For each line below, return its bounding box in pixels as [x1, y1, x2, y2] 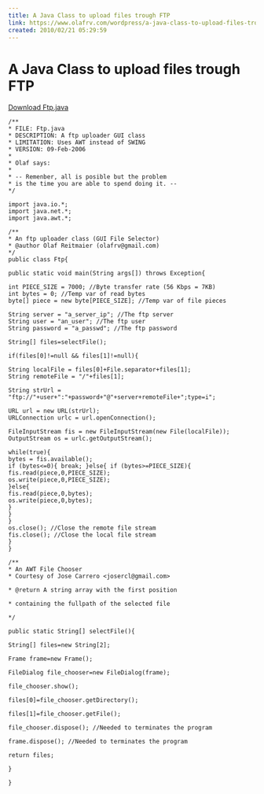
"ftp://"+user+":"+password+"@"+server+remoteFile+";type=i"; [8, 393, 216, 401]
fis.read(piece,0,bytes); [8, 489, 93, 498]
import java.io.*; [8, 201, 68, 209]
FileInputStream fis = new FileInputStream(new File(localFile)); [8, 428, 230, 436]
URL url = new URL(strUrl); [8, 407, 101, 415]
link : [8, 19, 26, 27]
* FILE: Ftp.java [8, 125, 65, 133]
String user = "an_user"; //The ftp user [8, 318, 146, 326]
